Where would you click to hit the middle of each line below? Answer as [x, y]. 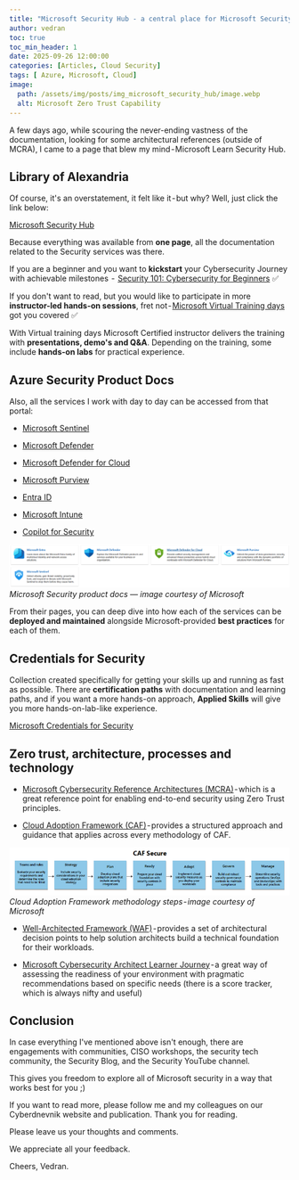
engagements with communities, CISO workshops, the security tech [134, 1052]
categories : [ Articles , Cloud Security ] [85, 66]
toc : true [28, 37]
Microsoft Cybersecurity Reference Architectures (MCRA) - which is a [149, 789]
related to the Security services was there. [87, 252]
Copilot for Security [58, 532]
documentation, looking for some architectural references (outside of [136, 139]
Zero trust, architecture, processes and [121, 754]
